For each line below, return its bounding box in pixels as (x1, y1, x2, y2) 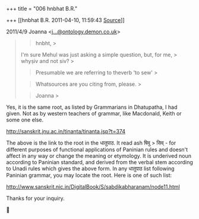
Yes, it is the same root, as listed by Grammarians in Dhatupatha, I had (6, 104, 178, 111)
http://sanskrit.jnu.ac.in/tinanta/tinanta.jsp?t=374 (6, 128, 126, 134)
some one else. (6, 116, 44, 123)
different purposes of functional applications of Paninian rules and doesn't (6, 146, 188, 153)
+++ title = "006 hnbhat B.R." (6, 5, 78, 12)
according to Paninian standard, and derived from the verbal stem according (6, 159, 193, 165)
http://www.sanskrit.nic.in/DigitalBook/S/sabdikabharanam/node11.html (6, 183, 180, 190)
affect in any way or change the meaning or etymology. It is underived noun (6, 152, 192, 159)
